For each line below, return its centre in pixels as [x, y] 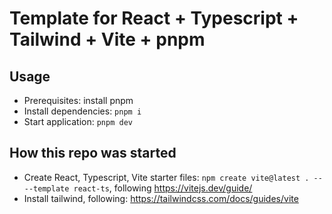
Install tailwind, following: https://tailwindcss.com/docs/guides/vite [161, 198]
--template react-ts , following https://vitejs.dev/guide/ [138, 188]
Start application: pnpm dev [78, 121]
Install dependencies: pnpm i [82, 111]
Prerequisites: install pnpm [78, 100]
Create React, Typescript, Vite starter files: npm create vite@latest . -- [173, 177]
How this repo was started [93, 153]
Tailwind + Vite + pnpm [107, 39]
